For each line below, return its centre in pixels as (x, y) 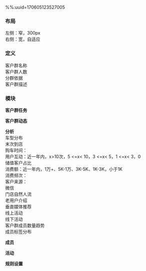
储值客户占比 (18, 163)
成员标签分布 (18, 231)
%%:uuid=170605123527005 (35, 7)
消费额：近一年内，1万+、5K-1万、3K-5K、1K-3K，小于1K (64, 169)
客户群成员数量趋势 (25, 225)
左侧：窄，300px (23, 33)
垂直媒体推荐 (18, 206)
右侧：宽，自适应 (23, 39)
